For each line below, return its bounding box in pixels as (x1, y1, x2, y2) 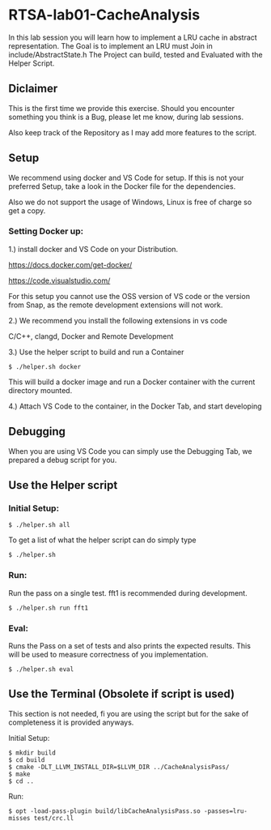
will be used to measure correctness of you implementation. (8, 649, 209, 659)
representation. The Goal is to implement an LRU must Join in (8, 41, 213, 50)
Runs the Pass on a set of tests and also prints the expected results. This (8, 640, 251, 650)
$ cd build (8, 755, 45, 764)
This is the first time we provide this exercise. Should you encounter (8, 103, 235, 113)
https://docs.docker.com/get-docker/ (8, 259, 133, 269)
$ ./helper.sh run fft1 (8, 604, 89, 612)
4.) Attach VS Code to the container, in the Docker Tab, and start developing (8, 401, 262, 411)
